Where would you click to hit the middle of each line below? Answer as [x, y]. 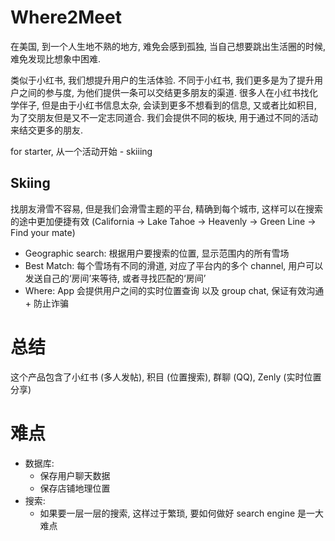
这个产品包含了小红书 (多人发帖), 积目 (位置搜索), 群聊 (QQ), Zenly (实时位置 [166, 377]
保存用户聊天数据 [75, 475]
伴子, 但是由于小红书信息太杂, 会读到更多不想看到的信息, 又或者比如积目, [167, 105]
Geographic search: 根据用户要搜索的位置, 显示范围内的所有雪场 [157, 253]
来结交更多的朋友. [47, 130]
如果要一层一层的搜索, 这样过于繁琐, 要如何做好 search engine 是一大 [182, 513]
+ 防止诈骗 [46, 303]
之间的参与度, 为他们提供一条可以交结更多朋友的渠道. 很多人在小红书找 [164, 92]
